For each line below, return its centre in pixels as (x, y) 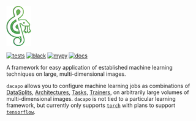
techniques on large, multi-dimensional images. (66, 74)
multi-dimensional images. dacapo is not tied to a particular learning (91, 99)
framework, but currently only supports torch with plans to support (91, 105)
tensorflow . (21, 112)
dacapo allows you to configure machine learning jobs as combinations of (98, 86)
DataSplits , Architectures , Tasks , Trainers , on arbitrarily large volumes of (98, 92)
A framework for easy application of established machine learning (89, 68)
